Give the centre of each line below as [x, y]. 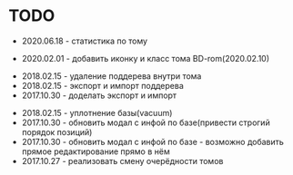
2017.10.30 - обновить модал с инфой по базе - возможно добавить [152, 141]
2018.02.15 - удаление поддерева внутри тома [111, 76]
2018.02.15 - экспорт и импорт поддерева [102, 85]
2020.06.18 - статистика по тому [84, 41]
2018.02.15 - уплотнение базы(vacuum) [97, 112]
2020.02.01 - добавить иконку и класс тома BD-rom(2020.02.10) [146, 58]
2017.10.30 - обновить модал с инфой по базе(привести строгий [146, 122]
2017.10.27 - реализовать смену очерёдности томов [122, 160]
